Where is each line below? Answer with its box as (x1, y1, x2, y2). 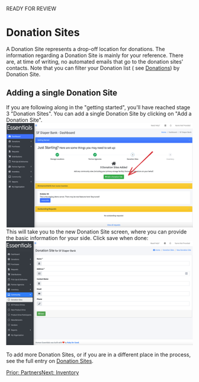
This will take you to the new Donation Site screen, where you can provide (6, 228, 187, 235)
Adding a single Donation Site (6, 88, 117, 98)
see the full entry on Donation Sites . (6, 357, 94, 364)
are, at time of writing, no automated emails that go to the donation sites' (6, 58, 184, 65)
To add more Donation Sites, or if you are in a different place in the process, (6, 351, 191, 358)
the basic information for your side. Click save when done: (6, 235, 149, 241)
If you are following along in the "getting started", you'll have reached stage (6, 103, 191, 111)
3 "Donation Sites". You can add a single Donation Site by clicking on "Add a (6, 110, 192, 117)
